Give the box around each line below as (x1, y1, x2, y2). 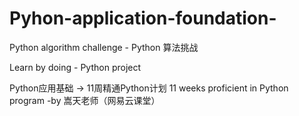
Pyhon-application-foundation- (9, 7, 277, 30)
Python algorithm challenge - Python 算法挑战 (9, 41, 199, 53)
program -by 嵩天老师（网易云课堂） (9, 94, 161, 106)
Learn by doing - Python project (9, 61, 142, 73)
